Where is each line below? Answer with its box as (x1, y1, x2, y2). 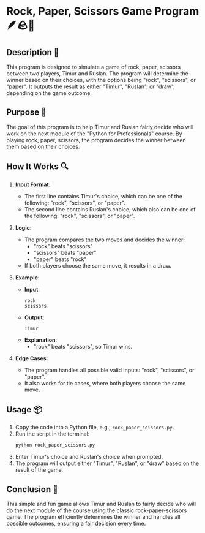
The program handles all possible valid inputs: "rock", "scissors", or (24, 366, 195, 374)
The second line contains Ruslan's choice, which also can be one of (24, 205, 196, 213)
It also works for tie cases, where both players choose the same (24, 379, 186, 387)
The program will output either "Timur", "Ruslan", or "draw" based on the (15, 459, 199, 467)
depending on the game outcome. (6, 89, 92, 96)
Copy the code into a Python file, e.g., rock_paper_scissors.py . (15, 424, 174, 431)
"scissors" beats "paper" (33, 249, 97, 256)
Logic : (15, 224, 32, 231)
